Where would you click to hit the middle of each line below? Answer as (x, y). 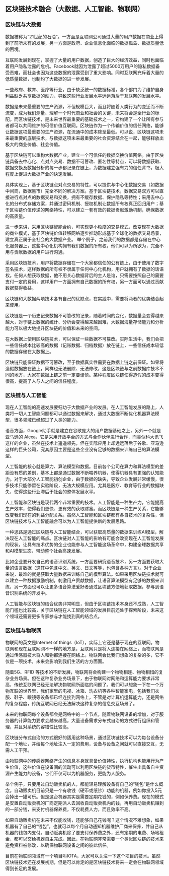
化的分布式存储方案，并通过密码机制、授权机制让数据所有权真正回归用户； (82, 204)
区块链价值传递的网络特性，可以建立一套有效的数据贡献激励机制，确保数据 (87, 210)
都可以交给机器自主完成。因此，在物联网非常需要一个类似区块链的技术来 (89, 839)
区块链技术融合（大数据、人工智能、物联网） (75, 9)
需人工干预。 (18, 750)
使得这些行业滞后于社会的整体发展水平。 (56, 491)
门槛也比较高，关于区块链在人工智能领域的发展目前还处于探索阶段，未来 (84, 610)
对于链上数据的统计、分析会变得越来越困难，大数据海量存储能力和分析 (91, 322)
